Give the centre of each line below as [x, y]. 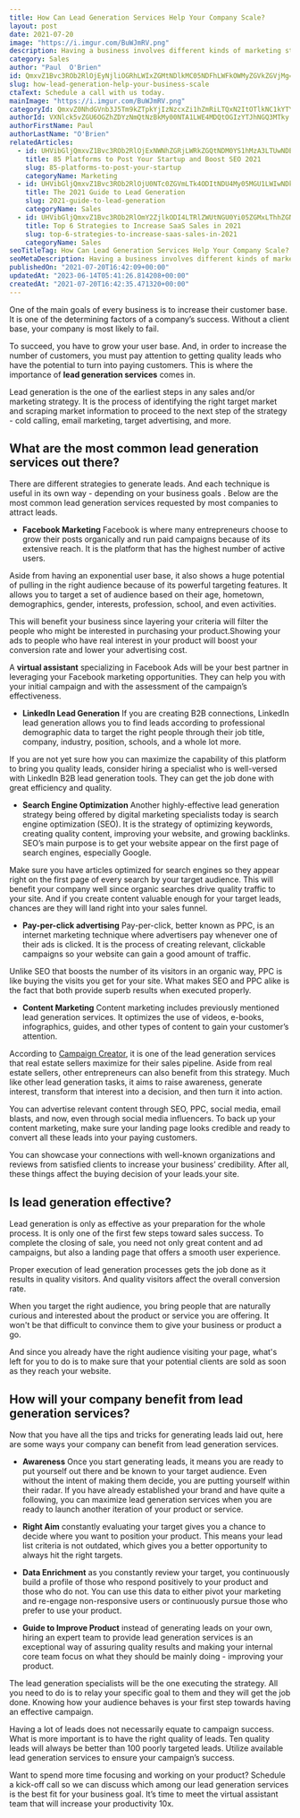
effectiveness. [35, 696]
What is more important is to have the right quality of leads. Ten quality [140, 1739]
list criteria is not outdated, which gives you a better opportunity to [145, 1546]
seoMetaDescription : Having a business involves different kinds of [139, 259]
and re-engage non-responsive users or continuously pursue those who [155, 1601]
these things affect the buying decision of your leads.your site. [124, 1174]
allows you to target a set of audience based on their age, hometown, [137, 595]
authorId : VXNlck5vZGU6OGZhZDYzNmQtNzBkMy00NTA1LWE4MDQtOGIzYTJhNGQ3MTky [150, 117]
